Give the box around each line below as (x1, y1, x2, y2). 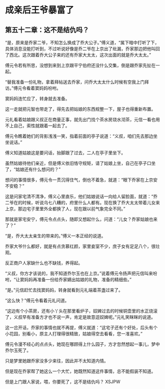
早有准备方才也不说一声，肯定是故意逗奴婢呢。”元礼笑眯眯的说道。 (22, 314, 156, 320)
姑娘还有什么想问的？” (15, 166, 61, 172)
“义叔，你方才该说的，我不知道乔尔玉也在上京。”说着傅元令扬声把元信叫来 (5, 270, 153, 276)
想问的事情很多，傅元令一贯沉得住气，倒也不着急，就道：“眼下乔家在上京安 (5, 177, 158, 183)
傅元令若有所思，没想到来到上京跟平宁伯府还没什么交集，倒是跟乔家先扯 (5, 63, 151, 68)
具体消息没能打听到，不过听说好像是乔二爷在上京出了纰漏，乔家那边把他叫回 (5, 46, 160, 52)
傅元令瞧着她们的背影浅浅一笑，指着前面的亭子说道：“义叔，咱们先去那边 (5, 133, 154, 139)
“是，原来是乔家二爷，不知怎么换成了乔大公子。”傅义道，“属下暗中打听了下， (5, 40, 160, 45)
